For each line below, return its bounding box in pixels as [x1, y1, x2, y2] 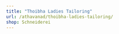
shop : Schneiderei [6, 19, 51, 25]
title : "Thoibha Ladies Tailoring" [6, 8, 93, 14]
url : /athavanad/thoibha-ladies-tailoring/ [6, 14, 114, 20]
